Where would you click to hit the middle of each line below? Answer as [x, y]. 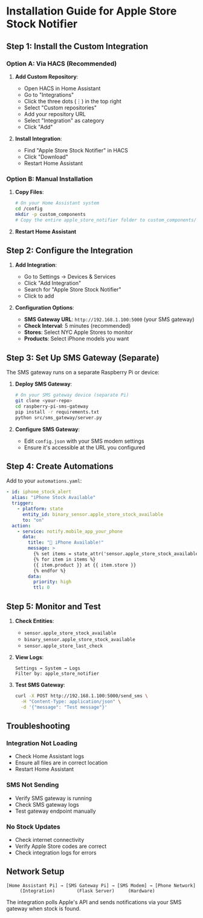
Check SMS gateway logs [47, 804]
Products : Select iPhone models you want [76, 339]
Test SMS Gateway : [40, 685]
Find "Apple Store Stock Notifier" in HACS [76, 150]
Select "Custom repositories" [60, 108]
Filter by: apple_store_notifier [57, 674]
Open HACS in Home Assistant [62, 88]
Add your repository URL [55, 114]
